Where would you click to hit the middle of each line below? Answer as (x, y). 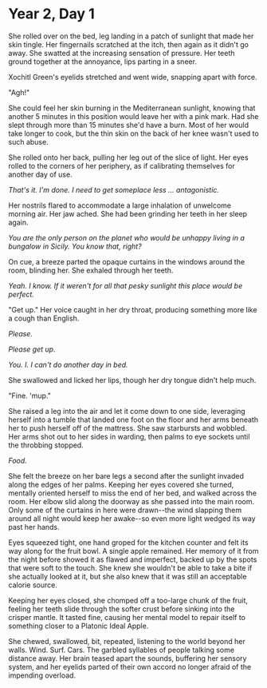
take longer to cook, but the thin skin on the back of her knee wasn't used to (133, 133)
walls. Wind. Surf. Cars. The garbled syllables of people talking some (122, 650)
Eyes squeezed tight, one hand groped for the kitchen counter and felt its (128, 542)
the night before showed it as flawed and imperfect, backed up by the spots (133, 559)
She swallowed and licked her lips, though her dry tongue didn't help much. (132, 380)
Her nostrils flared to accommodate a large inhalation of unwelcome (120, 205)
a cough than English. (44, 318)
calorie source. (33, 585)
